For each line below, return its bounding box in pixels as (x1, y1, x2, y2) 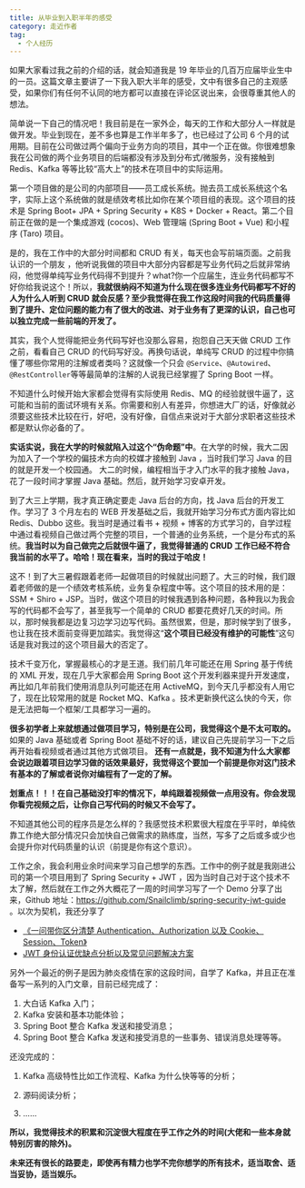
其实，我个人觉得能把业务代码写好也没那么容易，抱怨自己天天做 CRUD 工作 (9, 335, 291, 346)
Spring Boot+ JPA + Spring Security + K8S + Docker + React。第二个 (26, 205, 286, 216)
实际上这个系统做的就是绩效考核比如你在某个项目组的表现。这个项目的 (25, 194, 288, 205)
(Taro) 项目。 (19, 228, 69, 239)
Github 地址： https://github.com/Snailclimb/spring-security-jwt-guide (25, 895, 286, 906)
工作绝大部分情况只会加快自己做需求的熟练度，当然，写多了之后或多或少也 (16, 830, 296, 841)
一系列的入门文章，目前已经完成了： (25, 978, 161, 990)
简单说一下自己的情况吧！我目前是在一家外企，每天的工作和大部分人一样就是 (9, 118, 296, 129)
